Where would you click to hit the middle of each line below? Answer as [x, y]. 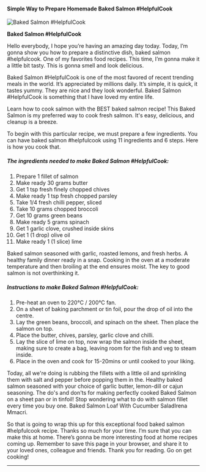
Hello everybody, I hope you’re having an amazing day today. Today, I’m [97, 46]
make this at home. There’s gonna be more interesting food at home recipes [102, 437]
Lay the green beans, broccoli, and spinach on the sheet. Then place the [107, 322]
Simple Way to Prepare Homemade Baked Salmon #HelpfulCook [90, 9]
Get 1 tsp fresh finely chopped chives [63, 190]
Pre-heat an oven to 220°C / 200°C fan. [66, 303]
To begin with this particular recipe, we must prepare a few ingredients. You [102, 134]
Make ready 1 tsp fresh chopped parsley [67, 196]
